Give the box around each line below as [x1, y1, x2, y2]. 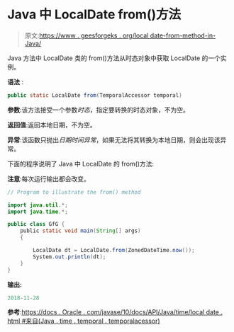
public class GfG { [7, 221, 65, 228]
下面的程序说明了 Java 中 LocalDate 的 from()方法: [7, 159, 155, 168]
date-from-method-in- [150, 31, 216, 40]
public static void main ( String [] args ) [20, 227, 141, 234]
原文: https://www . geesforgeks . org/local [24, 31, 149, 40]
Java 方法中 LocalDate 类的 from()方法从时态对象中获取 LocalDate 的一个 [7, 54, 221, 62]
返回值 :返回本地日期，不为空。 [7, 120, 97, 129]
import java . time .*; [7, 208, 69, 215]
